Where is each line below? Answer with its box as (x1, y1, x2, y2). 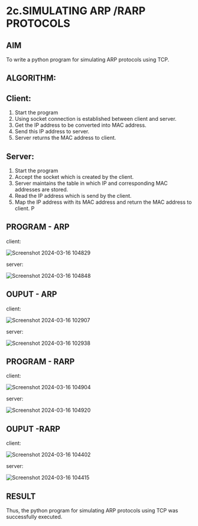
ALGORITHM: (6, 73, 56, 84)
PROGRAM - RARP (6, 357, 75, 367)
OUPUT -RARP (6, 424, 61, 434)
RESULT (6, 491, 36, 501)
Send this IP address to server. (14, 128, 90, 135)
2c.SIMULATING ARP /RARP (6, 4, 146, 18)
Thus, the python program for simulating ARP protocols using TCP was (6, 507, 178, 514)
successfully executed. (6, 514, 63, 521)
